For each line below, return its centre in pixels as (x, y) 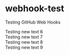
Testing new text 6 (24, 31)
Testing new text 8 (24, 42)
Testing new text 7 (24, 37)
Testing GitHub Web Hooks (33, 22)
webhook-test (35, 9)
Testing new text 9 (24, 47)
